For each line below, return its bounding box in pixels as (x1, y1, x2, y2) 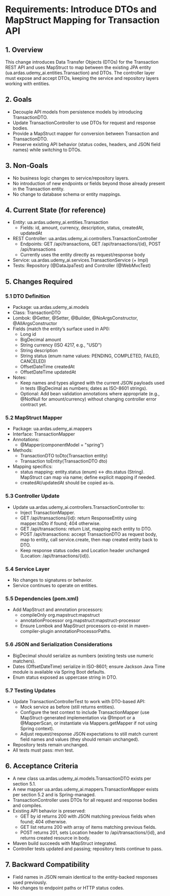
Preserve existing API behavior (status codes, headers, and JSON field (12, 141, 161, 147)
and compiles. (12, 802, 43, 808)
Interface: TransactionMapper (12, 431, 75, 437)
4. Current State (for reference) (5, 206, 106, 215)
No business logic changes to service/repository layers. (12, 175, 129, 181)
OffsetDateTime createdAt (20, 364, 75, 370)
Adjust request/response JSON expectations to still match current (20, 731, 158, 737)
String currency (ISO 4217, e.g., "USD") (20, 342, 102, 348)
